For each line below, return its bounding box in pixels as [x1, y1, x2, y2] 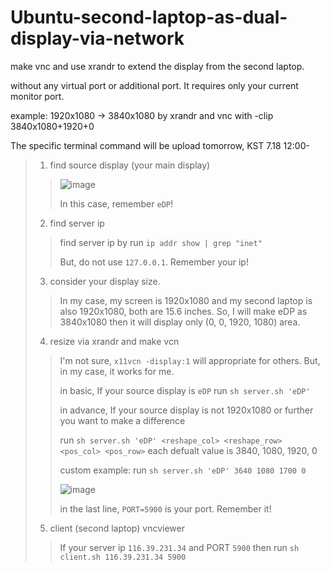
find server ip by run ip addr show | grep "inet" [59, 236, 263, 248]
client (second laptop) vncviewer [49, 522, 185, 534]
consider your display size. [49, 275, 161, 287]
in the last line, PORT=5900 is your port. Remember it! [59, 502, 272, 515]
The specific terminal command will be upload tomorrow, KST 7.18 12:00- [10, 139, 310, 151]
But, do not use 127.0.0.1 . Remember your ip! [59, 256, 249, 268]
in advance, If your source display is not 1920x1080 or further [59, 404, 314, 416]
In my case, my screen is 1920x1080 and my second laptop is [59, 294, 313, 306]
